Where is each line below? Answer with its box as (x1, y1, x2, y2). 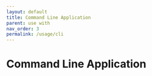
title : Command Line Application (6, 14, 91, 21)
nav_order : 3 (6, 25, 40, 32)
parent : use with (6, 20, 50, 26)
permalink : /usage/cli (6, 31, 64, 37)
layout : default (6, 8, 47, 15)
